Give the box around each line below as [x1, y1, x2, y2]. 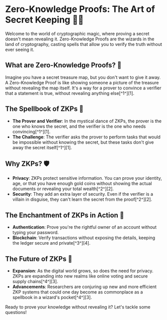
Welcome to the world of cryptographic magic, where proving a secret [5, 30, 150, 36]
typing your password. [12, 230, 59, 236]
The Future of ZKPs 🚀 [5, 255, 72, 263]
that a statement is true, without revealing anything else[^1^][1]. [5, 90, 135, 96]
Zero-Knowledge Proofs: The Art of [5, 3, 156, 15]
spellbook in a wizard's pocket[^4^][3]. [12, 295, 92, 300]
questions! [5, 310, 27, 315]
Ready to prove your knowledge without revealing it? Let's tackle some [5, 304, 151, 310]
